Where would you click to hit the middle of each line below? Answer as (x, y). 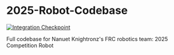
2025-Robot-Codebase (67, 11)
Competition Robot (30, 45)
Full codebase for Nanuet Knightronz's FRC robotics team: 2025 (87, 39)
